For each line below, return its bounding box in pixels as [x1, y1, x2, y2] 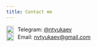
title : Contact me [6, 8, 52, 15]
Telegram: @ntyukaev [17, 26, 72, 33]
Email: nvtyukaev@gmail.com [17, 34, 91, 41]
